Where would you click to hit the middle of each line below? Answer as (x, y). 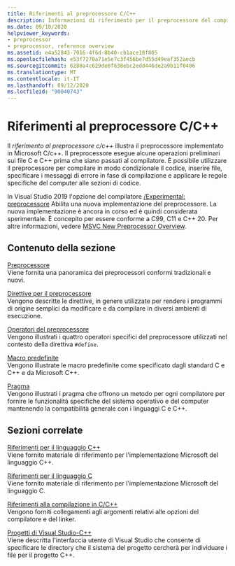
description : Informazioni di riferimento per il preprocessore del (109, 20)
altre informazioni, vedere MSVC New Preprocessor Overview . (97, 226)
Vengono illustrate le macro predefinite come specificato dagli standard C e (116, 365)
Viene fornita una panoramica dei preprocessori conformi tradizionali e (109, 272)
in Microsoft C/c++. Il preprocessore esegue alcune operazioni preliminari (114, 153)
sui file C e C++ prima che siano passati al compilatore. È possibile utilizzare (117, 161)
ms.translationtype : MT (42, 72)
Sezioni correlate (45, 431)
